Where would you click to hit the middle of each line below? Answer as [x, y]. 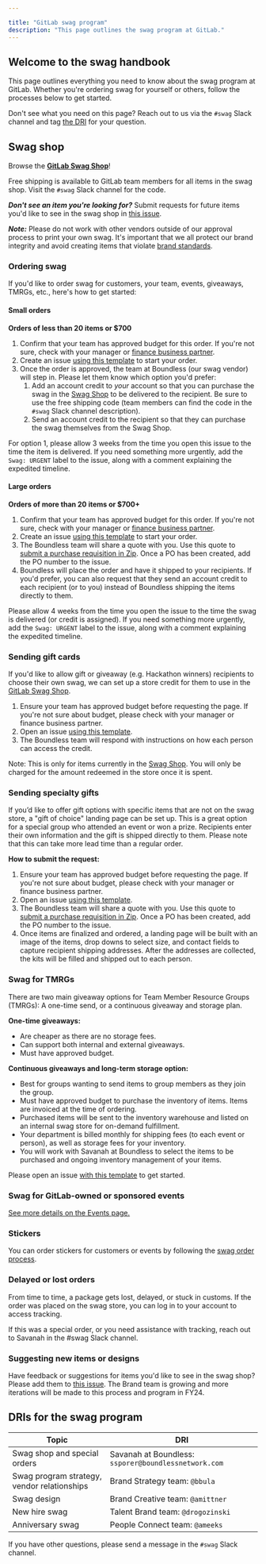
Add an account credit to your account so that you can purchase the [143, 385]
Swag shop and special [55, 1453]
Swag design [36, 1499]
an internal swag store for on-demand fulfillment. [100, 1126]
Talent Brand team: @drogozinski [170, 1512]
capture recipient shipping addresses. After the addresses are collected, [137, 950]
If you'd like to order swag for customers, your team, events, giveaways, [126, 283]
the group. [36, 1092]
